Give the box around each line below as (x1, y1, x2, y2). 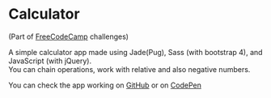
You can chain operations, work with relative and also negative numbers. (8, 64, 251, 74)
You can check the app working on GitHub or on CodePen (8, 80, 202, 90)
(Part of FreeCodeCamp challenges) (8, 32, 129, 41)
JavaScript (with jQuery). (8, 56, 91, 66)
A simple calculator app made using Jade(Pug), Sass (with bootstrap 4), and (8, 47, 263, 57)
